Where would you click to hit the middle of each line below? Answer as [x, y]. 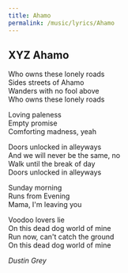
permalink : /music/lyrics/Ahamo [61, 23]
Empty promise [33, 123]
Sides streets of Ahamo [46, 83]
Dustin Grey [28, 261]
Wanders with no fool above [54, 91]
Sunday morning [35, 188]
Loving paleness [35, 115]
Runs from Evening [39, 196]
